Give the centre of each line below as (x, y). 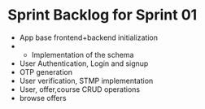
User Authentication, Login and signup (84, 63)
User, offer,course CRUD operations (79, 89)
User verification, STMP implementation (86, 81)
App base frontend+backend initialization (88, 37)
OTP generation (46, 72)
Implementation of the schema (83, 54)
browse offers (43, 98)
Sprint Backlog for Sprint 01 (102, 15)
